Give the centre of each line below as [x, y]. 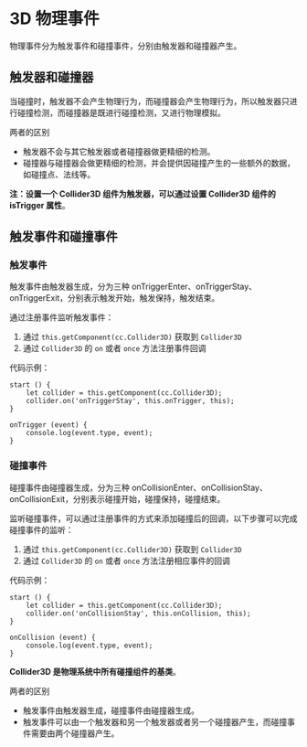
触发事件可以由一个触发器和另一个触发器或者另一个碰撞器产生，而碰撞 [155, 721]
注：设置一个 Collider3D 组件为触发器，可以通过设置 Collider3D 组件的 [143, 194]
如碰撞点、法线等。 [59, 174]
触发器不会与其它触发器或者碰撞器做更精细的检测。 [119, 151]
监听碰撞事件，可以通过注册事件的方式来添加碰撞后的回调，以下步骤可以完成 [153, 518]
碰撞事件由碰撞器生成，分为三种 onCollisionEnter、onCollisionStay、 [138, 487]
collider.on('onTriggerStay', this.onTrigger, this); [130, 401]
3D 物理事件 [54, 19]
